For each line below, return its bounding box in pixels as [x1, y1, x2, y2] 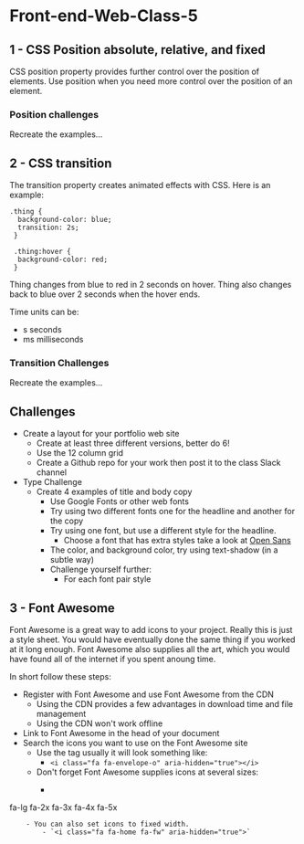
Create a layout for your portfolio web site [22, 428, 180, 439]
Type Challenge [22, 477, 82, 488]
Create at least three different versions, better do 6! [36, 438, 230, 448]
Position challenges [9, 108, 99, 121]
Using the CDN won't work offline [36, 718, 163, 729]
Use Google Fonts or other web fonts [49, 496, 190, 507]
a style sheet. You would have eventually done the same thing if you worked [9, 634, 296, 645]
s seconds [22, 324, 62, 335]
